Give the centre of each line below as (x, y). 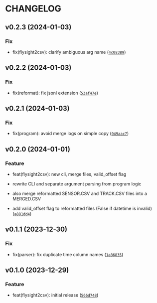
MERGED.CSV (27, 199)
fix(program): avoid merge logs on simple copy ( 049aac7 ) (71, 134)
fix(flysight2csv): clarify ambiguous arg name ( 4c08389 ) (69, 52)
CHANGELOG (33, 9)
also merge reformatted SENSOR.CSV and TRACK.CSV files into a (79, 193)
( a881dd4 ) (22, 214)
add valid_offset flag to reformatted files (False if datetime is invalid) (82, 208)
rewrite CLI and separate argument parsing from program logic (77, 184)
